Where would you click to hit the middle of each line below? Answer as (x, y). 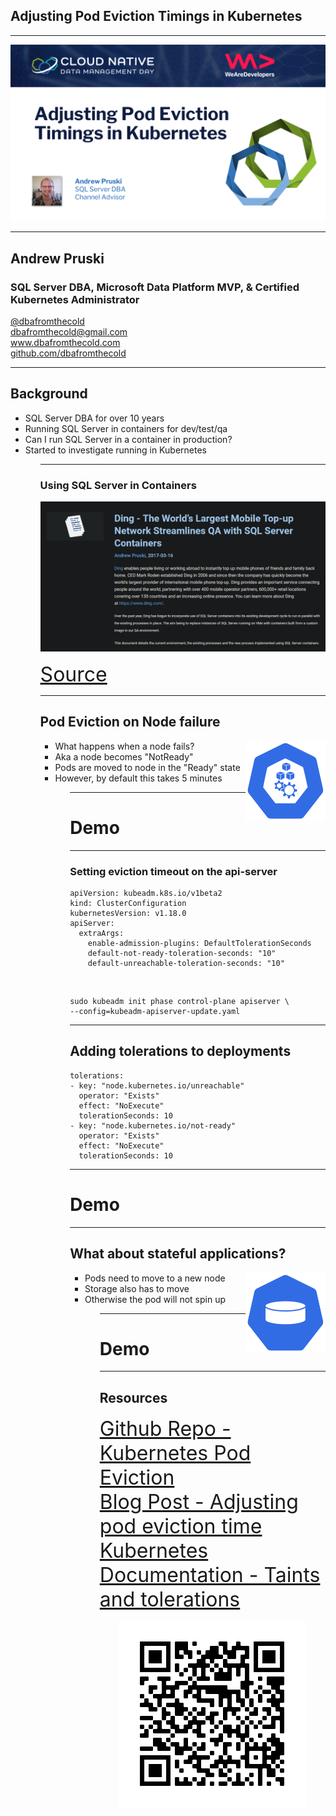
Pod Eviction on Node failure (130, 722)
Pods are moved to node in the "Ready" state (147, 767)
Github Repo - (165, 1429)
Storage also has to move (137, 1288)
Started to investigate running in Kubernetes (115, 450)
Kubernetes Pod (175, 1453)
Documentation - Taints (210, 1575)
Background (49, 394)
